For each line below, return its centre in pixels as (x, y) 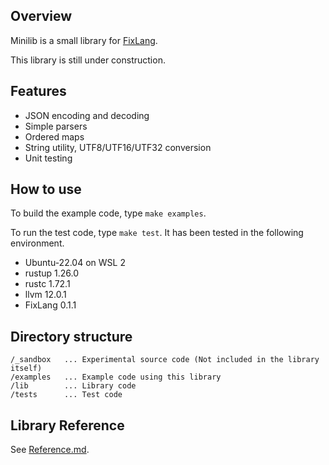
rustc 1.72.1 (47, 284)
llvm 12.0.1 (45, 295)
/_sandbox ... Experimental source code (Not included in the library (165, 360)
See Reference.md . (50, 450)
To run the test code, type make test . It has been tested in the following (157, 233)
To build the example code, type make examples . (108, 213)
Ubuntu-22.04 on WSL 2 (75, 263)
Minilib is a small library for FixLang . (84, 40)
